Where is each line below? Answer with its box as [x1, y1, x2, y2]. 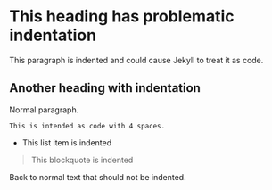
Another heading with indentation [9, 80, 201, 95]
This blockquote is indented [30, 154, 134, 165]
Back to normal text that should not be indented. [9, 171, 186, 182]
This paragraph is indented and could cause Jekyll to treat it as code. [9, 54, 264, 65]
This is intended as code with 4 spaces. [9, 121, 166, 130]
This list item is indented [21, 136, 112, 148]
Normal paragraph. [9, 104, 79, 115]
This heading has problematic [9, 6, 235, 27]
